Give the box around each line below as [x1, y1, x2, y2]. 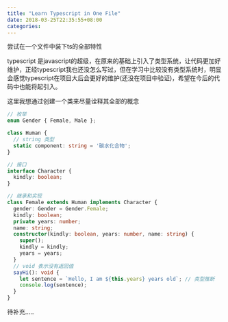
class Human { [7, 129, 48, 137]
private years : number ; [13, 218, 81, 225]
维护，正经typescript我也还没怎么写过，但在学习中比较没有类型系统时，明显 [7, 66, 222, 74]
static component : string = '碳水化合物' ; [13, 142, 131, 149]
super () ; [19, 237, 45, 244]
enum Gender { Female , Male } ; [7, 117, 97, 124]
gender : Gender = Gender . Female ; [13, 205, 109, 212]
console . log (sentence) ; [19, 282, 88, 288]
